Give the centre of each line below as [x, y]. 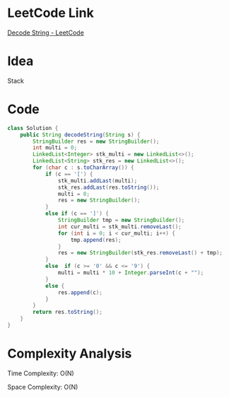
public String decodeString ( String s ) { [80, 135]
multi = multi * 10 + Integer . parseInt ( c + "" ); [131, 273]
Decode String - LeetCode [46, 33]
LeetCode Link [51, 13]
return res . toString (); [67, 312]
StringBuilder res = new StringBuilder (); [96, 141]
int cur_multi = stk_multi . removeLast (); [119, 227]
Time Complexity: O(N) [41, 373]
